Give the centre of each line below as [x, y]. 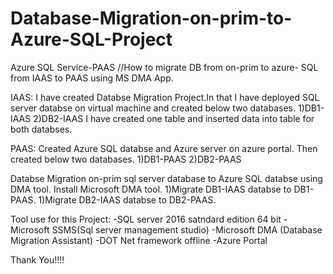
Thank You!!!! [37, 259]
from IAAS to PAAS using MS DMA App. [92, 78]
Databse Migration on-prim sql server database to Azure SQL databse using [166, 178]
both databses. [41, 129]
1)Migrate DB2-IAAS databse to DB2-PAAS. [127, 199]
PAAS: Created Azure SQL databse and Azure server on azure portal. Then [164, 148]
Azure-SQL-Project [91, 39]
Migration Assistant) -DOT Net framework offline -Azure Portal [139, 240]
